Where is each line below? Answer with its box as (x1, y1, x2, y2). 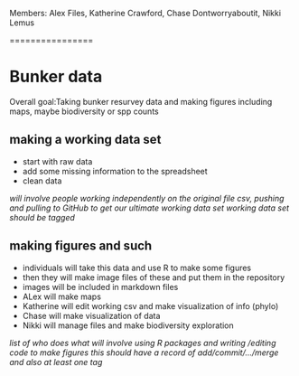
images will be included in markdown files (22, 281, 179, 292)
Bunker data (9, 67, 103, 87)
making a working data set (9, 132, 162, 147)
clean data (22, 175, 62, 186)
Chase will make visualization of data (22, 310, 161, 321)
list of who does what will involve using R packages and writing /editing (9, 337, 276, 348)
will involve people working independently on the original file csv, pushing (9, 193, 285, 203)
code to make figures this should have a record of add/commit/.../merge (9, 347, 279, 358)
